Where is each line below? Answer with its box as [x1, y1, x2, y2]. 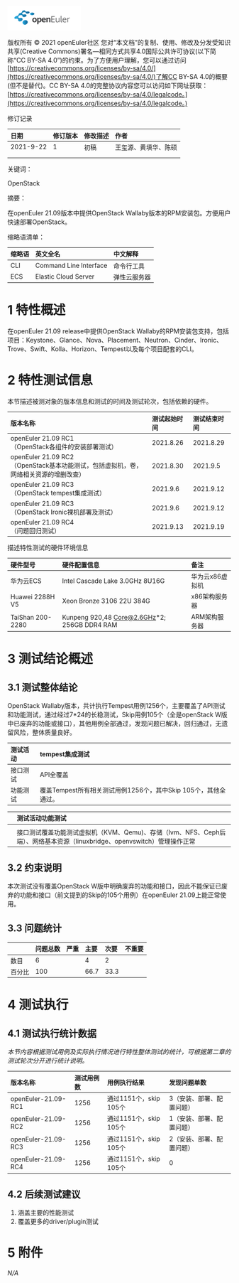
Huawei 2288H [10, 593, 55, 601]
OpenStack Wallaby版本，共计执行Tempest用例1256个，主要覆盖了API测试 [7, 702, 226, 710]
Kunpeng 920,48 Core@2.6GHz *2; [62, 613, 167, 621]
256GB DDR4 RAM [62, 621, 118, 629]
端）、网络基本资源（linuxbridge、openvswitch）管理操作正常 [16, 837, 196, 845]
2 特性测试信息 [7, 372, 94, 389]
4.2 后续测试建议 [7, 1188, 81, 1200]
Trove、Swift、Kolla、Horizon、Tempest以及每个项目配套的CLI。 [7, 345, 198, 353]
